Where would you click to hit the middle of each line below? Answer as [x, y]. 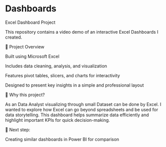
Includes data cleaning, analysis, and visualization [56, 66]
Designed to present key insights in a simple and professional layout [75, 85]
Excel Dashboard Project [30, 22]
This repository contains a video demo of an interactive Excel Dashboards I [82, 32]
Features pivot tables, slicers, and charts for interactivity [63, 75]
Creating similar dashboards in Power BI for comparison [62, 139]
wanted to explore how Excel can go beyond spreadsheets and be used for [82, 109]
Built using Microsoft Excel [32, 56]
